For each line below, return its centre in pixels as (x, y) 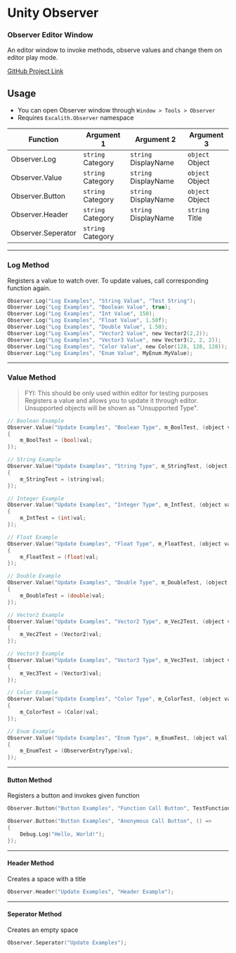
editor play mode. (33, 58)
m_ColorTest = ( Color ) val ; (59, 712)
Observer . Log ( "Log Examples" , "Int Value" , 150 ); (81, 314)
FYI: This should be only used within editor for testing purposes (116, 393)
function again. (29, 288)
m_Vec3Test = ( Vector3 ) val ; (61, 673)
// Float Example (33, 537)
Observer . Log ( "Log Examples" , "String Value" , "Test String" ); (102, 301)
